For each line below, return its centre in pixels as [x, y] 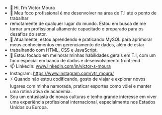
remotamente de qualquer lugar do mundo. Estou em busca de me [78, 23]
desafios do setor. [28, 34]
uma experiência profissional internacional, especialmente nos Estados [82, 102]
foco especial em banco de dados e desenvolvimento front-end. [76, 60]
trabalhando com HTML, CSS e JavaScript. [54, 50]
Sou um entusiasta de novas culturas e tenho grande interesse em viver [83, 97]
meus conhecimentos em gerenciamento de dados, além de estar [77, 45]
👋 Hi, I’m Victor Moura [32, 8]
